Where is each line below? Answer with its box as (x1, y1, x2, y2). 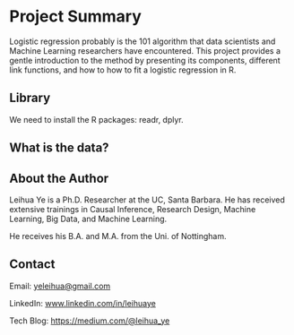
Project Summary (9, 6, 142, 27)
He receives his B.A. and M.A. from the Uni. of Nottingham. (9, 230, 227, 241)
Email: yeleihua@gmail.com (9, 280, 111, 291)
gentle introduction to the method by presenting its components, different (9, 55, 281, 65)
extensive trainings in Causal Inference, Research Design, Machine (9, 203, 256, 214)
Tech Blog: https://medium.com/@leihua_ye (9, 315, 170, 326)
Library (9, 90, 51, 106)
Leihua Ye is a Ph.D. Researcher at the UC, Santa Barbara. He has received (9, 194, 285, 205)
